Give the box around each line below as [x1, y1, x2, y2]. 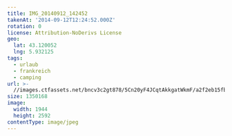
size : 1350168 [7, 93, 48, 100]
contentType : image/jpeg [7, 118, 79, 126]
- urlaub [13, 61, 39, 68]
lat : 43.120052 [13, 42, 57, 49]
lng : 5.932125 [13, 49, 54, 56]
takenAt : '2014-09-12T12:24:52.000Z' [7, 16, 116, 23]
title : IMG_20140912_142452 [7, 10, 88, 17]
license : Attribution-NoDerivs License [7, 29, 122, 36]
